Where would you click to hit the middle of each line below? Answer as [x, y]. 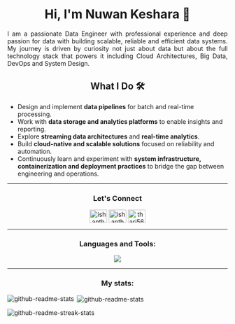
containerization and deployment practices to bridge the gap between [121, 166]
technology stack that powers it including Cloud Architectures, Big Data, [117, 56]
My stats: [117, 283]
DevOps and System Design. [49, 63]
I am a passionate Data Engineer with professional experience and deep [117, 34]
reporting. [32, 129]
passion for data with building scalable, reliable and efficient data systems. [117, 41]
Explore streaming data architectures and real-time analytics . [108, 136]
